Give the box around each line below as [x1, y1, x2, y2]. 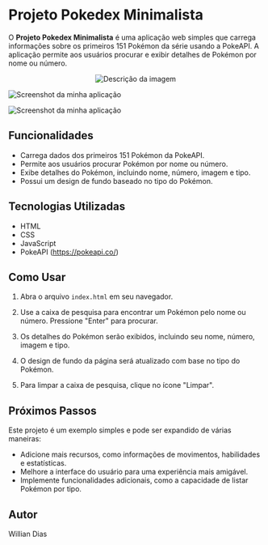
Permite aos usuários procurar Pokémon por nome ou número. [19, 159, 228, 168]
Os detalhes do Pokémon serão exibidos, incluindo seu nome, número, [19, 332, 256, 342]
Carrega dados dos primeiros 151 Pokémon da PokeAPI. [19, 150, 205, 160]
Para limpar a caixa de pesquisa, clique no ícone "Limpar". [19, 381, 215, 390]
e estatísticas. [19, 458, 67, 468]
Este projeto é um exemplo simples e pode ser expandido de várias [8, 425, 232, 435]
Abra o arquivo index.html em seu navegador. [19, 292, 174, 301]
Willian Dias [8, 529, 48, 539]
